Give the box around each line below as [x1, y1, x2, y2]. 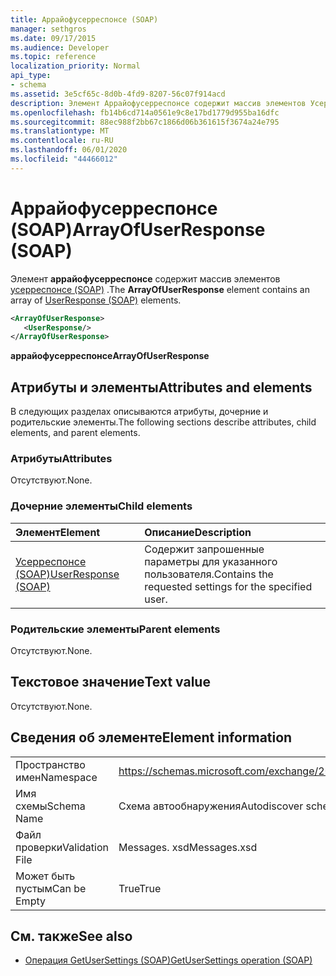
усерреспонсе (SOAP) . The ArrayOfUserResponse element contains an [10, 283, 310, 295]
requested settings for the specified [144, 579, 313, 593]
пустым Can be [15, 881, 87, 895]
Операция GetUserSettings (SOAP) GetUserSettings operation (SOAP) [24, 954, 313, 966]
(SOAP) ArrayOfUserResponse [10, 218, 266, 241]
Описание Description [144, 525, 252, 539]
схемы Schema [15, 799, 86, 813]
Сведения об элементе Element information [10, 729, 293, 746]
